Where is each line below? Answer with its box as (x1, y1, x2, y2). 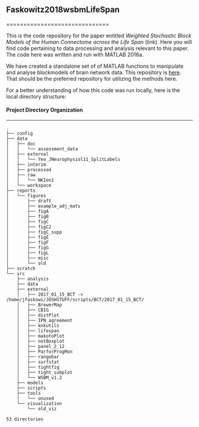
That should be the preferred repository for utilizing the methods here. (6, 75, 178, 82)
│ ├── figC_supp (6, 229, 62, 235)
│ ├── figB (6, 214, 49, 220)
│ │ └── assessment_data (6, 146, 78, 152)
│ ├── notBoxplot (17, 339, 65, 344)
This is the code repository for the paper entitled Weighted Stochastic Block (6, 32, 191, 39)
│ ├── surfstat (17, 359, 60, 365)
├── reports (6, 188, 36, 194)
